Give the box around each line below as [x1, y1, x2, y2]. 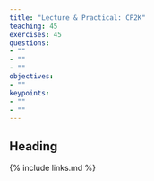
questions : [9, 38, 50, 48]
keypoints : [9, 88, 50, 97]
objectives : [9, 72, 54, 81]
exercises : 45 [9, 30, 63, 39]
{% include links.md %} [9, 163, 97, 174]
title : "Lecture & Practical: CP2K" [9, 13, 146, 23]
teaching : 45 [9, 22, 58, 31]
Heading [9, 139, 58, 154]
